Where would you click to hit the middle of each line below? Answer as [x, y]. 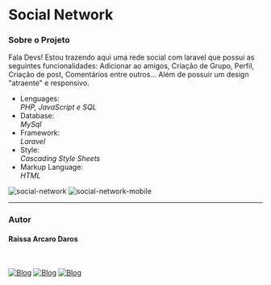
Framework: [40, 133]
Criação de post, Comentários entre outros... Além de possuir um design [129, 75]
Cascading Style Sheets [60, 159]
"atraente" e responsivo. [49, 83]
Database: [37, 116]
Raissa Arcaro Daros [43, 239]
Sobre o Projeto [39, 40]
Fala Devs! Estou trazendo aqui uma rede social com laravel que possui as [131, 57]
